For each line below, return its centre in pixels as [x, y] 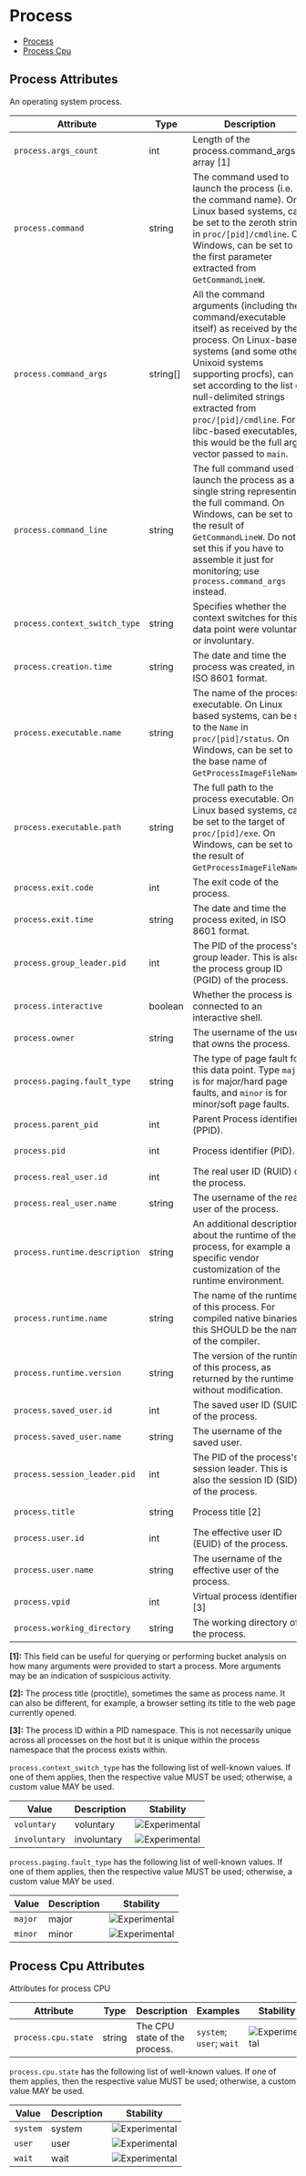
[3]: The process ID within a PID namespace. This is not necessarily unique [150, 1730]
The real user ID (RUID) [242, 1171]
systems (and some [235, 351]
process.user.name [54, 1570]
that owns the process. [241, 1043]
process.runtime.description [77, 1252]
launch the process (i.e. [243, 188]
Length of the [221, 139]
